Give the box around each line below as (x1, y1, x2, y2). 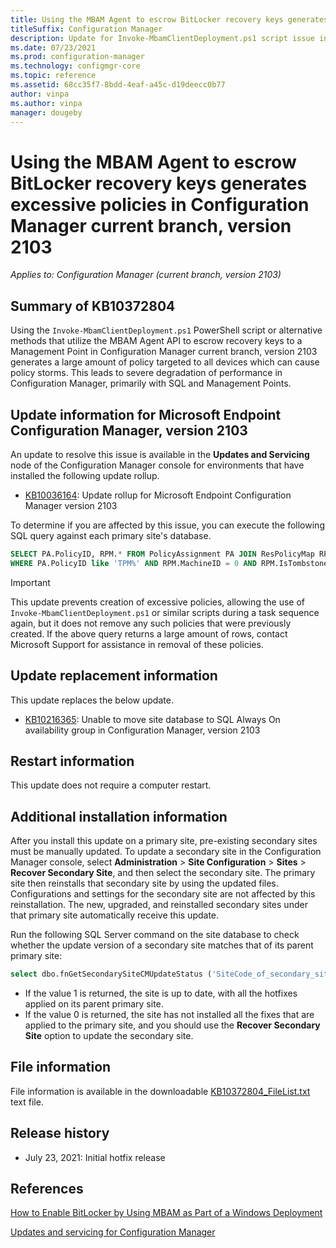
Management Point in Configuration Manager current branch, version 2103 (10, 346, 318, 358)
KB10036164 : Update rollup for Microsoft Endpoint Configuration (24, 489, 292, 501)
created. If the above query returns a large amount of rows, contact (10, 627, 288, 640)
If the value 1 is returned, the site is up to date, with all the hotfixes (24, 987, 298, 999)
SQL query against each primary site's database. (10, 529, 212, 541)
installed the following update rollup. (10, 469, 160, 481)
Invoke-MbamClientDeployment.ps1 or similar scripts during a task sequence (10, 606, 320, 618)
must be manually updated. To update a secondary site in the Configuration (10, 846, 322, 858)
